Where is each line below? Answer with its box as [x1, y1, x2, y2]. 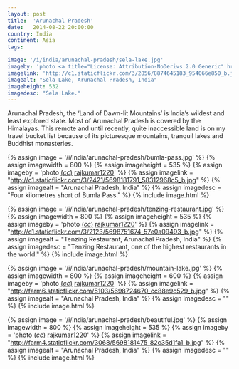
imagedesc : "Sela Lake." [7, 90, 81, 97]
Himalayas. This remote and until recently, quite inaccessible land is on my [7, 124, 225, 132]
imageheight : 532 [7, 83, 59, 90]
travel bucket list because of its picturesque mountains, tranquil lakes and [7, 132, 223, 140]
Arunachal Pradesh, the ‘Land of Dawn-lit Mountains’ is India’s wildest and [7, 109, 225, 118]
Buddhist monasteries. [7, 140, 73, 148]
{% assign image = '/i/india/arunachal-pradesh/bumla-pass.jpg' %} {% [7, 153, 216, 162]
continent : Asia [7, 37, 55, 44]
